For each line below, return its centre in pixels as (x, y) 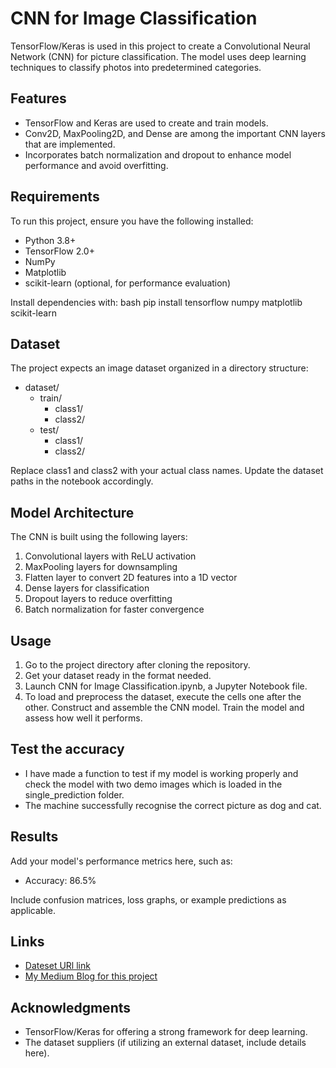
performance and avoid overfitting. (96, 165)
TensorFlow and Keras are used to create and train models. (146, 123)
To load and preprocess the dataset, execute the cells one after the (163, 696)
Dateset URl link (57, 966)
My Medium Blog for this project (91, 976)
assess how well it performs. (83, 718)
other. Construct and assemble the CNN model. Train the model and (164, 707)
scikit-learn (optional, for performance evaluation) (127, 283)
